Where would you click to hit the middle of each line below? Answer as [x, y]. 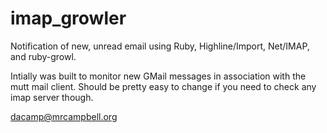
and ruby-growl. [43, 56]
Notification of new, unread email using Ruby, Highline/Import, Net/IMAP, [160, 46]
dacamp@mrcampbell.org [64, 116]
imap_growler [68, 18]
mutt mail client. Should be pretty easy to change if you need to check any [163, 86]
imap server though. [52, 97]
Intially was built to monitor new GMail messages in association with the [158, 76]
